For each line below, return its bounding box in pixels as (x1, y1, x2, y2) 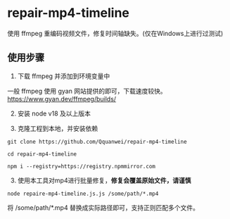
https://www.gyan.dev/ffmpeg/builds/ (7, 94, 117, 103)
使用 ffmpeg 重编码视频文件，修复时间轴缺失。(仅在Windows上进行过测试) (7, 29, 224, 37)
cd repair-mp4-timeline (7, 150, 77, 158)
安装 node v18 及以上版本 (17, 109, 91, 118)
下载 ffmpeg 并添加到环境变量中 (17, 72, 110, 80)
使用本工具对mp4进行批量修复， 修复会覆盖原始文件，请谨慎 (17, 176, 191, 184)
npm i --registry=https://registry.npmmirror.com (7, 163, 156, 170)
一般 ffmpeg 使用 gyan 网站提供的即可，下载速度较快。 (7, 87, 167, 95)
